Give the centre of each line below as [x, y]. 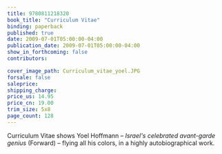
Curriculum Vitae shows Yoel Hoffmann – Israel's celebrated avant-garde [111, 135]
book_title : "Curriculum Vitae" [53, 20]
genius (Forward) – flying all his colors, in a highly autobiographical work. [111, 143]
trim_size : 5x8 [29, 110]
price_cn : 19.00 [30, 103]
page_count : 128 [30, 116]
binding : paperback [35, 26]
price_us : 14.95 [30, 97]
